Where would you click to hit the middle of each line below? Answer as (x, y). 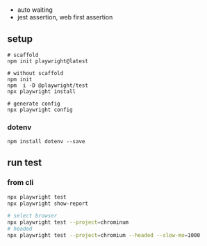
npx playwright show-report (48, 204)
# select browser (32, 216)
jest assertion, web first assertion (65, 17)
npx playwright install (42, 91)
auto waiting (35, 10)
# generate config (34, 104)
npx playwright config (40, 110)
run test (25, 163)
